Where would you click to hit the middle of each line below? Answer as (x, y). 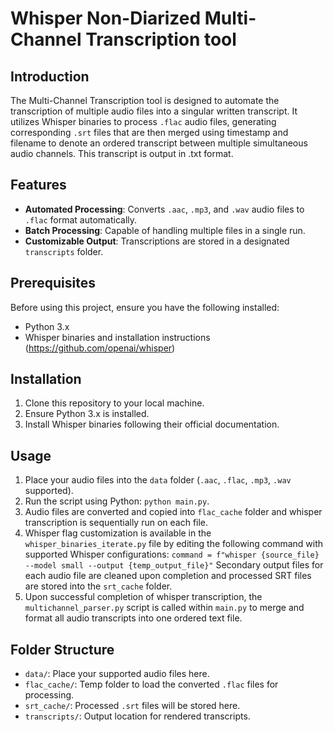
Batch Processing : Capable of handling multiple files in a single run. (165, 230)
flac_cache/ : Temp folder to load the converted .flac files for (151, 684)
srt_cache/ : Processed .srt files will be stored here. (132, 706)
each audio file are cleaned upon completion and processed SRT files (168, 576)
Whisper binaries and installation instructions (117, 337)
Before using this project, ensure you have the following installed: (145, 307)
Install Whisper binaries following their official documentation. (152, 424)
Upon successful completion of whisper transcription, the (143, 597)
